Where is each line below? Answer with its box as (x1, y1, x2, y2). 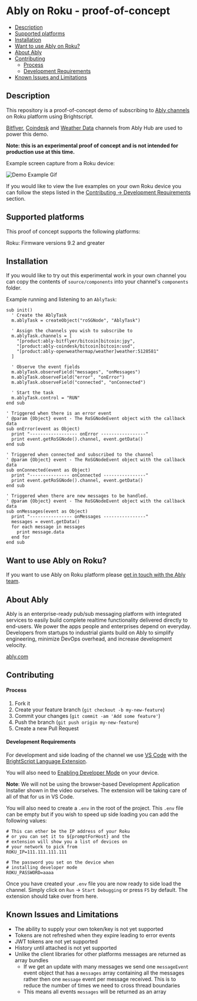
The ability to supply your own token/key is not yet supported (14, 925, 163, 933)
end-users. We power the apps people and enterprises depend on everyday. (6, 623, 192, 629)
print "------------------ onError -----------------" (11, 431, 149, 437)
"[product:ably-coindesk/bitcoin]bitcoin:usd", (16, 343, 135, 349)
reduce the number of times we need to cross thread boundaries (23, 982, 181, 989)
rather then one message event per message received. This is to (23, 975, 176, 983)
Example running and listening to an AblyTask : (6, 296, 117, 303)
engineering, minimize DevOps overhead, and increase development (6, 635, 172, 642)
